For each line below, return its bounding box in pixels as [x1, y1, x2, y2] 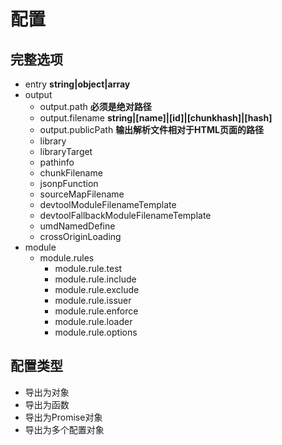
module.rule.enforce [54, 305, 139, 317]
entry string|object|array [24, 78, 131, 90]
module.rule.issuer [54, 295, 132, 306]
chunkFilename [39, 167, 103, 179]
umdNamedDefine [39, 220, 116, 232]
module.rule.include [54, 273, 137, 285]
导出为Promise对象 [24, 411, 103, 423]
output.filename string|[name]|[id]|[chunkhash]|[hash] [39, 112, 273, 124]
